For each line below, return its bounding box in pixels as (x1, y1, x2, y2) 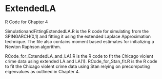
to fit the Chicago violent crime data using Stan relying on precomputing (5, 63, 150, 69)
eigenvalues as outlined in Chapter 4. (5, 68, 80, 74)
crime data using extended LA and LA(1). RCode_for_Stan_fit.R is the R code (5, 58, 158, 64)
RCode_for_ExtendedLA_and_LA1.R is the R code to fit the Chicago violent (5, 53, 154, 59)
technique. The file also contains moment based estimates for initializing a (5, 38, 155, 44)
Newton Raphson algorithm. (5, 44, 61, 49)
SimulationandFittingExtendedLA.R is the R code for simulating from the (5, 28, 149, 34)
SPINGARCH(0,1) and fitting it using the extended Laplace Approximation (5, 33, 151, 39)
